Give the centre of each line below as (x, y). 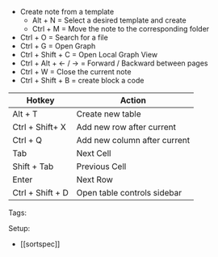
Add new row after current (126, 127)
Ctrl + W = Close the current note (75, 72)
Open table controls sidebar (129, 193)
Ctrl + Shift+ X (39, 127)
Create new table (109, 114)
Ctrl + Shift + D (40, 193)
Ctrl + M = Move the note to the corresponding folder (121, 29)
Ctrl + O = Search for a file (64, 37)
